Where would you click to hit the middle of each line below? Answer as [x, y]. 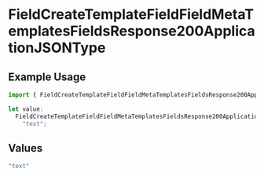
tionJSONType [57, 48]
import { [22, 95]
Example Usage [47, 77]
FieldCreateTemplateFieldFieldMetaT [131, 15]
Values [26, 148]
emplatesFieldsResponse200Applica [132, 31]
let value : [26, 109]
